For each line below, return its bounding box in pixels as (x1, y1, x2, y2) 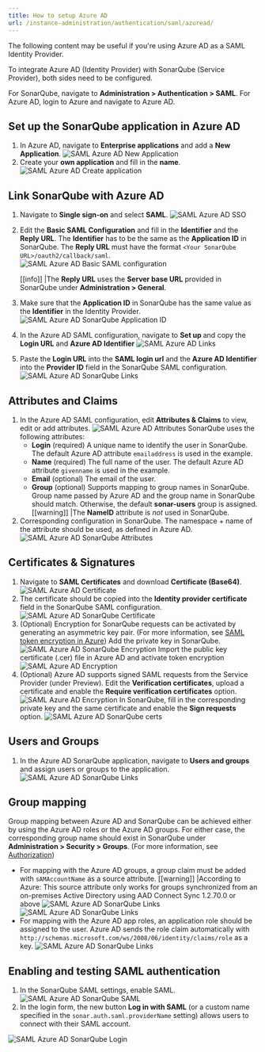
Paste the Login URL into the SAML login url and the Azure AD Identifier (19, 354, 257, 364)
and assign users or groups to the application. (19, 764, 170, 774)
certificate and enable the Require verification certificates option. (19, 687, 237, 696)
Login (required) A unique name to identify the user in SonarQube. (31, 440, 248, 449)
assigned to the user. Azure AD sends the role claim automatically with (19, 924, 250, 934)
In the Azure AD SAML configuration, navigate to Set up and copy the (19, 331, 247, 340)
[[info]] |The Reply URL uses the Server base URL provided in (19, 274, 221, 284)
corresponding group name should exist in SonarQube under (8, 833, 206, 843)
